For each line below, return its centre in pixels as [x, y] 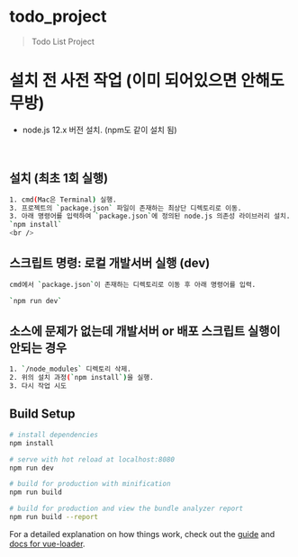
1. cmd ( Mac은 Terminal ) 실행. [63, 200]
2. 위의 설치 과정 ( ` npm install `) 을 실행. [82, 378]
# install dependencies [54, 435]
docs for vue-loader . [47, 544]
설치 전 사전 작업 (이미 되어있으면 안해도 [147, 81]
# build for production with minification [90, 484]
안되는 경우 [38, 348]
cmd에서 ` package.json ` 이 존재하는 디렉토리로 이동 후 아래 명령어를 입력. [133, 284]
